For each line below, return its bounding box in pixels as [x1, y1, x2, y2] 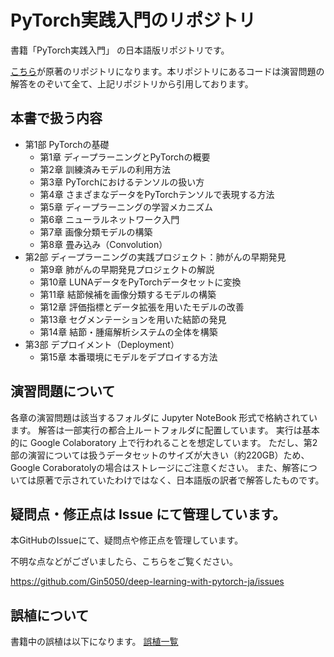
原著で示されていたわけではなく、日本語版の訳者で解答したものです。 [36, 474, 325, 486]
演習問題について [10, 383, 116, 400]
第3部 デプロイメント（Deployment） [24, 338, 180, 350]
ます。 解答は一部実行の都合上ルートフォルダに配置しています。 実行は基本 [10, 424, 320, 436]
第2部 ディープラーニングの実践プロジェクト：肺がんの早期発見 [24, 251, 287, 263]
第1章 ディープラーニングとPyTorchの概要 [39, 151, 211, 163]
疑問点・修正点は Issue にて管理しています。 [10, 506, 287, 523]
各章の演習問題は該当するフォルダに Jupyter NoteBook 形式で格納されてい [10, 411, 318, 423]
